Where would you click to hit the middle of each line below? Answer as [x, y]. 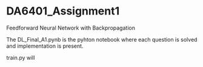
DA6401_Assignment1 [63, 11]
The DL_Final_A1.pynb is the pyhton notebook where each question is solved [102, 39]
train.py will [21, 57]
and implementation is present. [45, 46]
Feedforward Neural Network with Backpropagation [71, 28]
